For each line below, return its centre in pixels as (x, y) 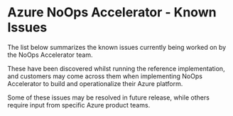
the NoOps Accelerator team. (50, 55)
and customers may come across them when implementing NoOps (105, 76)
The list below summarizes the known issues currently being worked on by (117, 47)
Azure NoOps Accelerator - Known (112, 12)
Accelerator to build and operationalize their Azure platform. (95, 83)
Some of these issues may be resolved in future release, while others (108, 97)
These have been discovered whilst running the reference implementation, (116, 68)
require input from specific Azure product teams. (79, 105)
